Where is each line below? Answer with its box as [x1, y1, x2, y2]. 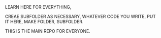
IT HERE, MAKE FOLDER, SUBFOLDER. [5, 19, 84, 24]
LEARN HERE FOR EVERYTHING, [5, 4, 71, 10]
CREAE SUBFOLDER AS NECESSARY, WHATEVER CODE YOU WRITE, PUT [5, 14, 156, 19]
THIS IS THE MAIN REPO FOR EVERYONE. [5, 28, 90, 34]
